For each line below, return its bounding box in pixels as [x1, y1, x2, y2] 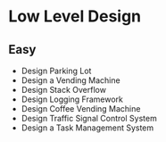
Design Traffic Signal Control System [21, 113, 157, 123]
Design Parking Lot [21, 65, 92, 76]
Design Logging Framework [21, 94, 124, 104]
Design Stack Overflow [21, 85, 106, 95]
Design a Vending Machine [21, 75, 121, 86]
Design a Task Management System [21, 122, 154, 133]
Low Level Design [8, 6, 142, 27]
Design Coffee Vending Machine [21, 104, 141, 113]
